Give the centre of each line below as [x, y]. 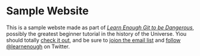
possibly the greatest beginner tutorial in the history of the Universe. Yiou [96, 33]
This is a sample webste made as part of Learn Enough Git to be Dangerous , [100, 27]
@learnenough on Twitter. [38, 46]
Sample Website [47, 11]
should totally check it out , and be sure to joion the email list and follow [93, 40]
